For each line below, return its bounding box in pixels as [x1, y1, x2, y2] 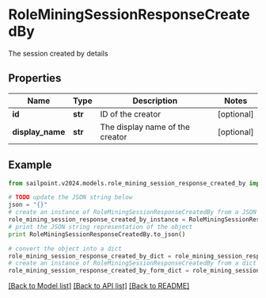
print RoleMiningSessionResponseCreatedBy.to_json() [8, 230, 186, 239]
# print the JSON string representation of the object [8, 223, 193, 231]
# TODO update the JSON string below [8, 193, 133, 201]
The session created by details [8, 48, 108, 58]
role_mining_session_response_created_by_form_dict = [8, 267, 190, 275]
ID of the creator [100, 109, 161, 120]
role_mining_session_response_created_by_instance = [8, 216, 186, 223]
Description [132, 95, 178, 106]
